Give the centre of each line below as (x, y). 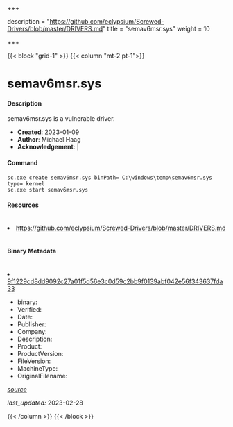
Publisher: (32, 324)
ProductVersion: (40, 354)
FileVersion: (34, 361)
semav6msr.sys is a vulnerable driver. (61, 119)
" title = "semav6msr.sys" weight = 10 (156, 29)
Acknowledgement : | (48, 147)
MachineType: (37, 368)
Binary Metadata (32, 251)
